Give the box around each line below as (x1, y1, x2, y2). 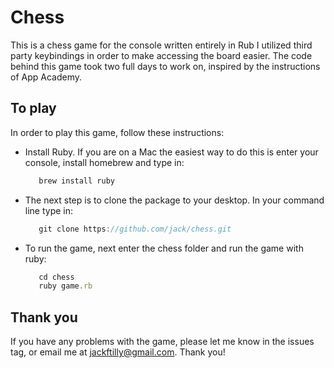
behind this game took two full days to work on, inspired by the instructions (10, 60, 321, 72)
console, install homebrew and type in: (24, 156, 185, 168)
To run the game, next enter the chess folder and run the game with (24, 242, 304, 254)
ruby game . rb (38, 281, 93, 291)
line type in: (24, 204, 74, 216)
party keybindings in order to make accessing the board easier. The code (10, 49, 313, 61)
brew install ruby (38, 176, 115, 186)
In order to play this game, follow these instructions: (10, 126, 225, 138)
